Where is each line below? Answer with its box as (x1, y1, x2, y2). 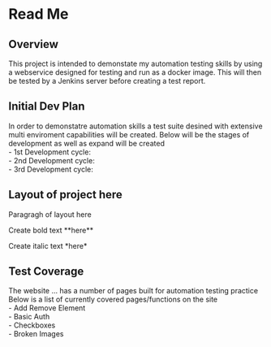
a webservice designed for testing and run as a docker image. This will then (8, 67, 262, 77)
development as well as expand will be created (8, 138, 165, 148)
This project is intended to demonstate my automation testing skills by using (8, 59, 263, 68)
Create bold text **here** (8, 225, 94, 235)
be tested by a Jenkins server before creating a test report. (8, 76, 206, 85)
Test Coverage (8, 265, 84, 279)
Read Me (8, 5, 69, 24)
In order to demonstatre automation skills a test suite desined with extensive (8, 121, 263, 131)
